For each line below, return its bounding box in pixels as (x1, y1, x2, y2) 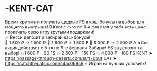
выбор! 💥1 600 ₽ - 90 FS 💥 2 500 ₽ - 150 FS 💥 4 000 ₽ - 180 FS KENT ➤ (5, 50, 153, 56)
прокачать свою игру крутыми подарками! (5, 29, 95, 35)
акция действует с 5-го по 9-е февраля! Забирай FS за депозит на (5, 44, 143, 51)
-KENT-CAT (5, 3, 53, 14)
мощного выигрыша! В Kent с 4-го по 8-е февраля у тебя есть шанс (5, 24, 146, 29)
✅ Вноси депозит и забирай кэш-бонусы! (5, 34, 91, 40)
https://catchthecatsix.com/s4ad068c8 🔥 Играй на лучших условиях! (5, 60, 147, 66)
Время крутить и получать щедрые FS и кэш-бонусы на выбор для (5, 19, 144, 25)
